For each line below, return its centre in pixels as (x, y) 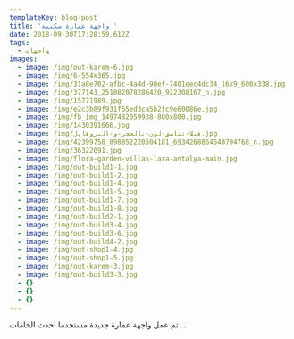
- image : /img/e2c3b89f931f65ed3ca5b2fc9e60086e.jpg (118, 109)
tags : (19, 42)
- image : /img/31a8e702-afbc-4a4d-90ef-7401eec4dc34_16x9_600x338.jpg (151, 84)
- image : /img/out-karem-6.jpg (76, 68)
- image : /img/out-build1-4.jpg (78, 184)
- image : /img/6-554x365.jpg (71, 76)
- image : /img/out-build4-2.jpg (78, 242)
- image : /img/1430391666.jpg (73, 126)
